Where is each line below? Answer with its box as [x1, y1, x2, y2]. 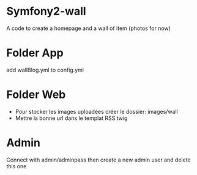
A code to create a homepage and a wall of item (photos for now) [6, 24, 171, 32]
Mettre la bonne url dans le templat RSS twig [15, 114, 128, 122]
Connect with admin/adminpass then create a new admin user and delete [6, 156, 191, 163]
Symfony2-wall [6, 4, 87, 18]
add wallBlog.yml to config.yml [6, 66, 84, 73]
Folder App [6, 46, 64, 60]
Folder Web [6, 87, 66, 102]
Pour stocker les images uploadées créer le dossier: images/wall [15, 108, 179, 115]
